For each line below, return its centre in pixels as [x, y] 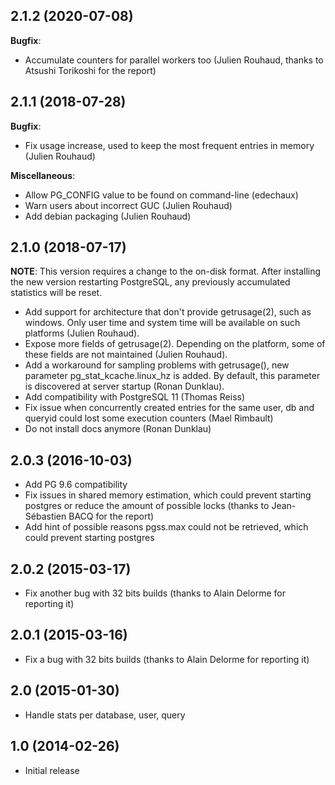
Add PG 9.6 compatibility [76, 485]
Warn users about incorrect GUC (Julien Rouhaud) [128, 205]
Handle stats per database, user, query [105, 715]
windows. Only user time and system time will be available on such [162, 323]
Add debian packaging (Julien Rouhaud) [108, 216]
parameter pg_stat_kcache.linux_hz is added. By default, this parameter [172, 376]
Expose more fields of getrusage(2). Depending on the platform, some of [175, 344]
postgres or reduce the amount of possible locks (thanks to [147, 506]
